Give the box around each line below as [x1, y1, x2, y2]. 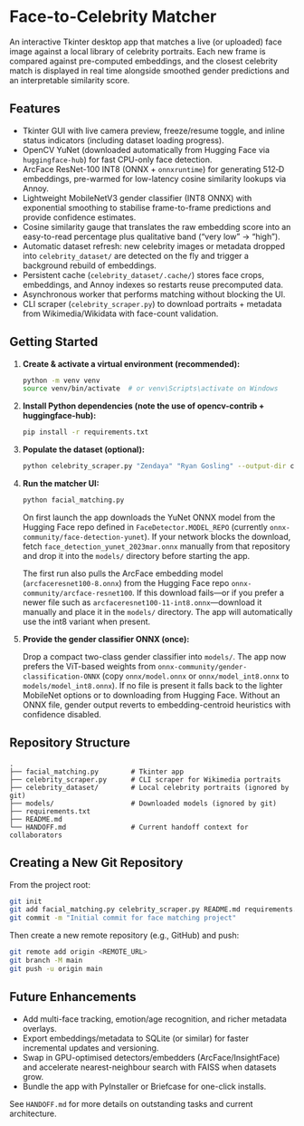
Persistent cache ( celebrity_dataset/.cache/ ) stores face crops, [22, 269, 265, 280]
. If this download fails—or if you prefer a [132, 587, 285, 598]
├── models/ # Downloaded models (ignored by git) [9, 799, 278, 808]
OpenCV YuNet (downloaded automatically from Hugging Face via [22, 144, 270, 155]
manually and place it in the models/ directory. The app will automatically [22, 606, 293, 617]
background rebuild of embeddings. [22, 260, 157, 271]
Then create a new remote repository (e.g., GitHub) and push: [9, 930, 240, 941]
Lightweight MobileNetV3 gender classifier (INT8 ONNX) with [22, 192, 252, 203]
